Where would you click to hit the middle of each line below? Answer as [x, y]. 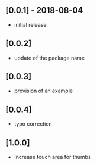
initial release [30, 24]
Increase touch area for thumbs [52, 157]
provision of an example [43, 91]
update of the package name [49, 58]
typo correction [33, 124]
